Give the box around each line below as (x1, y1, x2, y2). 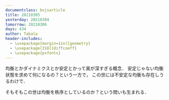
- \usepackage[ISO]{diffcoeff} (10, 46, 77, 51)
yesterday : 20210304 (5, 17, 50, 22)
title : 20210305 (5, 12, 40, 17)
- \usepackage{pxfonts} (10, 50, 61, 55)
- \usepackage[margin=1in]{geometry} (10, 41, 91, 46)
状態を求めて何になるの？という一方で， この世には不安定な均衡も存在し (5, 71, 160, 77)
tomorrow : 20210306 (5, 22, 47, 27)
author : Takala (5, 31, 38, 36)
